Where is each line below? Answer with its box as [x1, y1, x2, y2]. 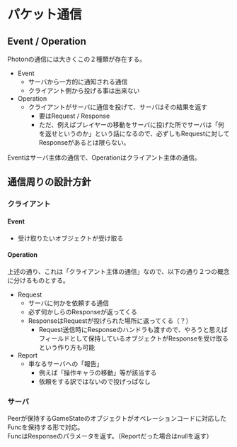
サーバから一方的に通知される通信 [28, 77, 128, 86]
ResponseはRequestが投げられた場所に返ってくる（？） [28, 316, 192, 325]
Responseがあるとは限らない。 [38, 138, 130, 146]
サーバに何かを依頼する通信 [28, 299, 110, 307]
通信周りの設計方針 [7, 176, 91, 188]
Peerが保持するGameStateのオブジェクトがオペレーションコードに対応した [7, 414, 227, 423]
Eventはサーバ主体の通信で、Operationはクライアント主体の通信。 [7, 153, 201, 162]
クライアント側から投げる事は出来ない [28, 87, 140, 94]
